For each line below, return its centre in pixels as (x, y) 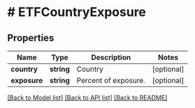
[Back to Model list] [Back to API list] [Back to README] (87, 98)
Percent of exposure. (111, 80)
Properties (31, 38)
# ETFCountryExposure (77, 12)
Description (111, 57)
